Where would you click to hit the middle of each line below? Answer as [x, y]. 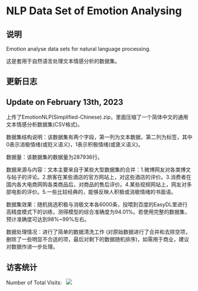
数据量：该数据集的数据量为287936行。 [54, 157]
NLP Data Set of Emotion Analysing [94, 11]
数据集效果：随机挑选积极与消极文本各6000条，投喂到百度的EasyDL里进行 [97, 204]
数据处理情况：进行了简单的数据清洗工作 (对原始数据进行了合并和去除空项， [98, 232]
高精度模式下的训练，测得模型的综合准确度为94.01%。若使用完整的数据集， [98, 212]
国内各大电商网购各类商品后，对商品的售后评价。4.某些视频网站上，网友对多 [99, 184]
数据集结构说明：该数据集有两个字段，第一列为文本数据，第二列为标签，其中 [99, 137]
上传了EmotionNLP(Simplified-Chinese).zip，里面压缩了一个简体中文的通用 [97, 117]
